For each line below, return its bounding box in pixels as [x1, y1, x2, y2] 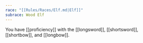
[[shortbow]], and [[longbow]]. [5, 32, 70, 38]
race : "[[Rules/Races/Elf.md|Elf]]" [5, 7, 83, 13]
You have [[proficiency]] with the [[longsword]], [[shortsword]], [5, 26, 139, 32]
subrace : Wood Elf [5, 12, 44, 17]
